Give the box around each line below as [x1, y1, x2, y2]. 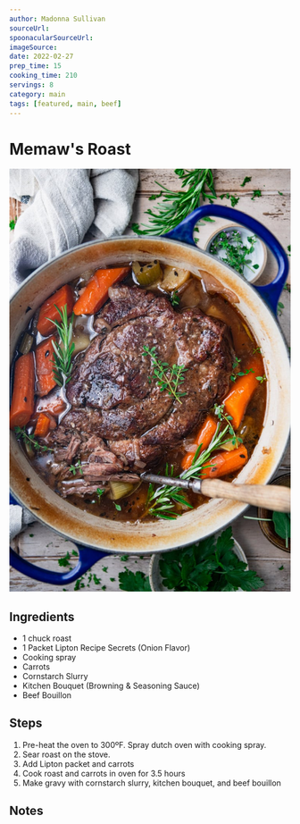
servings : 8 [9, 80, 54, 89]
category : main [9, 89, 66, 98]
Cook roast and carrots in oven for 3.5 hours [21, 768, 186, 778]
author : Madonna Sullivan [9, 14, 105, 23]
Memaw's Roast [9, 139, 131, 159]
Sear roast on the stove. [21, 749, 111, 760]
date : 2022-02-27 [9, 52, 74, 62]
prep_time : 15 [9, 62, 62, 71]
